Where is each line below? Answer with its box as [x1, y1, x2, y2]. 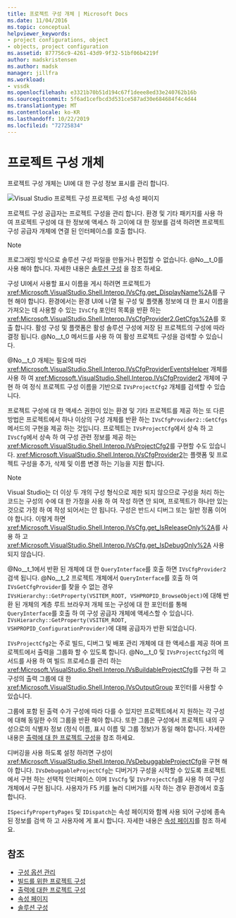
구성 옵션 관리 [17, 868, 56, 876]
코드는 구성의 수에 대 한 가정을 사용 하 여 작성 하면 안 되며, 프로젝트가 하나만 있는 [7, 497, 229, 506]
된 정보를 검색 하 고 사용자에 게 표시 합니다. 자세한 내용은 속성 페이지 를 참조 [7, 816, 213, 825]
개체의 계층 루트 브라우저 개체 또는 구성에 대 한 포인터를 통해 [22, 600, 187, 609]
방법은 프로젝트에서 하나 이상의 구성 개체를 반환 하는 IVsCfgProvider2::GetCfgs [7, 415, 228, 424]
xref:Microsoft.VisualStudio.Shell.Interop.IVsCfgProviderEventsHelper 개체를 [7, 365, 228, 374]
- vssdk [7, 83, 30, 90]
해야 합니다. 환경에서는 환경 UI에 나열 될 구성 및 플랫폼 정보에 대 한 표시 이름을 [14, 297, 229, 306]
